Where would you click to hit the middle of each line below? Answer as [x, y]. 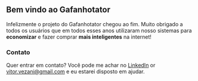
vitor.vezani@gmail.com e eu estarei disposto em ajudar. [75, 71]
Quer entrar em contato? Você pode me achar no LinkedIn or [81, 66]
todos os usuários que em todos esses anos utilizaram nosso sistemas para [99, 30]
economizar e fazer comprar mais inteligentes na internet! [79, 37]
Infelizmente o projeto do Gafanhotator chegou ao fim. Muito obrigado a [95, 24]
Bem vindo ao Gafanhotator [58, 10]
